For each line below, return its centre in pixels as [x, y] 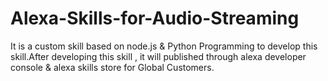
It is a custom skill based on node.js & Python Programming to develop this [164, 46]
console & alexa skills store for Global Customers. [112, 67]
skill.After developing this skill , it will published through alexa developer [158, 56]
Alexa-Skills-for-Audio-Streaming [155, 18]
